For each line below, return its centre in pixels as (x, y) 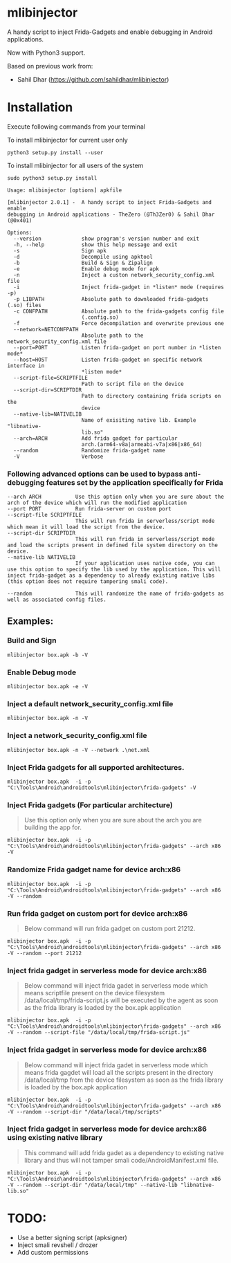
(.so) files (24, 305)
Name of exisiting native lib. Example (139, 420)
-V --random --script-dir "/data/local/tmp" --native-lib (92, 1185)
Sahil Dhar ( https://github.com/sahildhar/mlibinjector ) (93, 79)
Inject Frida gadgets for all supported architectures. (96, 767)
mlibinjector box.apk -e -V (48, 687)
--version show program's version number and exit (106, 239)
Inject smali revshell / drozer (57, 1245)
